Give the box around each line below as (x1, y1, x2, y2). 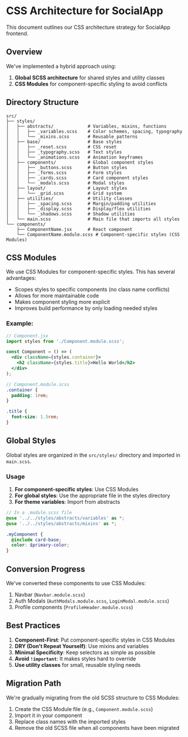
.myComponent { (6, 531, 43, 537)
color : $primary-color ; (11, 542, 69, 548)
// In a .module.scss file (6, 510, 72, 516)
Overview (6, 47, 43, 57)
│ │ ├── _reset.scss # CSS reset (6, 144, 117, 150)
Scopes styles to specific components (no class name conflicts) (14, 286, 170, 293)
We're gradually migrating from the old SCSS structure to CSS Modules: (6, 694, 180, 701)
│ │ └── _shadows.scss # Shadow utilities (6, 211, 135, 217)
